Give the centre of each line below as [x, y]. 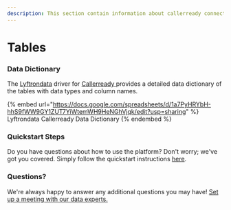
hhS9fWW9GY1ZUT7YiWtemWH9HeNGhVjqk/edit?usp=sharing [97, 112]
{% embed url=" [30, 104]
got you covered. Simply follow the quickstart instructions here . [97, 159]
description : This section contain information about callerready [104, 13]
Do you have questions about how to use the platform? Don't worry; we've [112, 152]
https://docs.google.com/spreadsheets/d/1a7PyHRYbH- [132, 104]
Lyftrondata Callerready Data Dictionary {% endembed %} [89, 119]
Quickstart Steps [36, 137]
